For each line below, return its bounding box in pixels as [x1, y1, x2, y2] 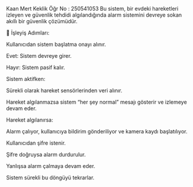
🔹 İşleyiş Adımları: [6, 29, 50, 36]
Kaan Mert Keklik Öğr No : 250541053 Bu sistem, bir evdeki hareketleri [6, 5, 179, 12]
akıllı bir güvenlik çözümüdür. [6, 18, 78, 24]
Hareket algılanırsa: [6, 116, 53, 123]
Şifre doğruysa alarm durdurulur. [6, 151, 86, 158]
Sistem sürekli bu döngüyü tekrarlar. [6, 174, 95, 181]
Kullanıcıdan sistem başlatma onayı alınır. [6, 41, 106, 48]
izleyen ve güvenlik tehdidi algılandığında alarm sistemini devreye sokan [6, 11, 182, 18]
